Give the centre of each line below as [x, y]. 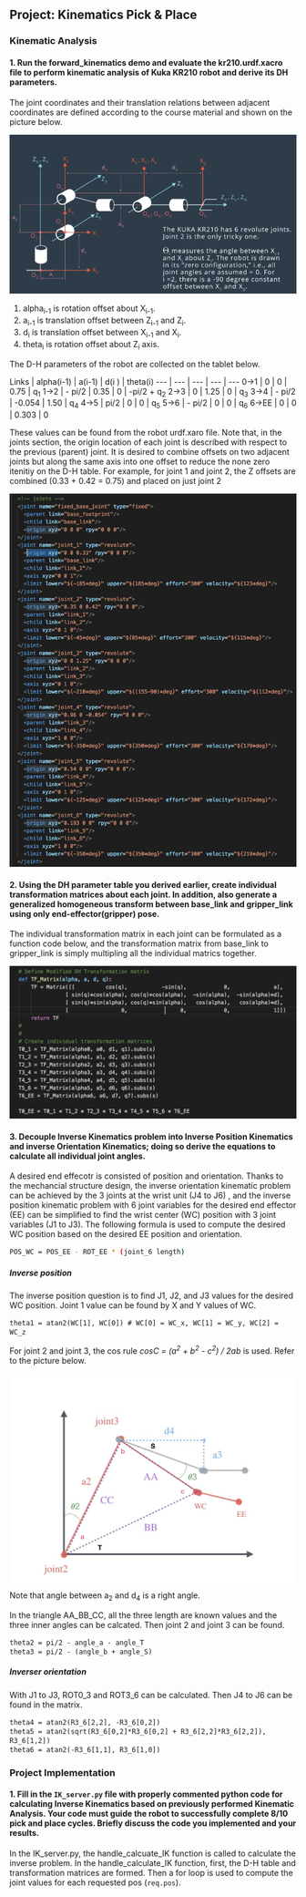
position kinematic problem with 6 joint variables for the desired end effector [153, 1205]
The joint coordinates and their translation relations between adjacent [140, 102]
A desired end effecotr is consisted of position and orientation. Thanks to [147, 1176]
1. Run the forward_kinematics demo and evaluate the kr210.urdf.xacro [146, 62]
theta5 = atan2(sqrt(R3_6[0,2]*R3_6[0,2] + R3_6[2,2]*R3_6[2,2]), [138, 1731]
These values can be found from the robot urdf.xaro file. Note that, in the [146, 433]
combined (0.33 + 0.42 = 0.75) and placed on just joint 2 [115, 481]
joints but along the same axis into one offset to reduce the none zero [140, 462]
